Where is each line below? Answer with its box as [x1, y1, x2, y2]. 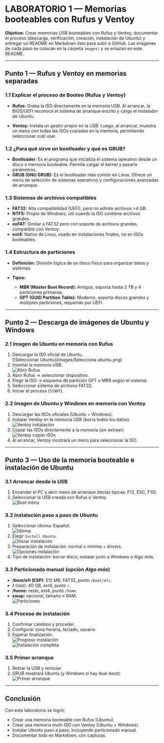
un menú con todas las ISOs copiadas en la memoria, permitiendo [12, 128, 145, 134]
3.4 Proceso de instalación [5, 610, 70, 617]
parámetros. [12, 166, 37, 172]
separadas [5, 77, 38, 85]
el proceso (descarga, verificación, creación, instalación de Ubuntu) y [5, 35, 145, 41]
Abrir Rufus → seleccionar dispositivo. [12, 372, 89, 378]
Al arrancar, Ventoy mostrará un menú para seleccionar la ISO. [12, 437, 138, 443]
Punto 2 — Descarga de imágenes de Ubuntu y [5, 318, 149, 327]
